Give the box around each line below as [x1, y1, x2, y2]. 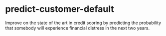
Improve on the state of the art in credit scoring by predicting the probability [5, 20, 162, 26]
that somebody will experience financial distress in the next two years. [5, 25, 150, 31]
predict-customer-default [5, 3, 114, 15]
